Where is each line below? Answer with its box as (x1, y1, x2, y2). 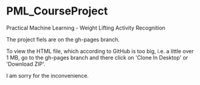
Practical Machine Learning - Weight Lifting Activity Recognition (6, 24, 166, 31)
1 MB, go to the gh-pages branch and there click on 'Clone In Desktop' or (6, 54, 189, 61)
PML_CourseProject (6, 4, 108, 18)
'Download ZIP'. (6, 60, 46, 68)
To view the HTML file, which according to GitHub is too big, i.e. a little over (6, 47, 194, 55)
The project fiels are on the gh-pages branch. (6, 36, 120, 43)
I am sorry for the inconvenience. (6, 72, 89, 79)
